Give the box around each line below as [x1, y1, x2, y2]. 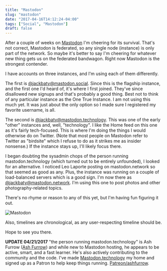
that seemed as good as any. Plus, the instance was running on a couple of [5, 169, 160, 175]
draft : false [5, 26, 32, 31]
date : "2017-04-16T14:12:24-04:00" [5, 17, 79, 22]
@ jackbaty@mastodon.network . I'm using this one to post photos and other [5, 180, 161, 186]
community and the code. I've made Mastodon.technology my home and [5, 255, 155, 261]
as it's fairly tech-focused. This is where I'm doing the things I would [5, 127, 146, 133]
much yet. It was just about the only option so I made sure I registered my [5, 102, 156, 108]
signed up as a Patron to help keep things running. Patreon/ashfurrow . [5, 260, 150, 266]
